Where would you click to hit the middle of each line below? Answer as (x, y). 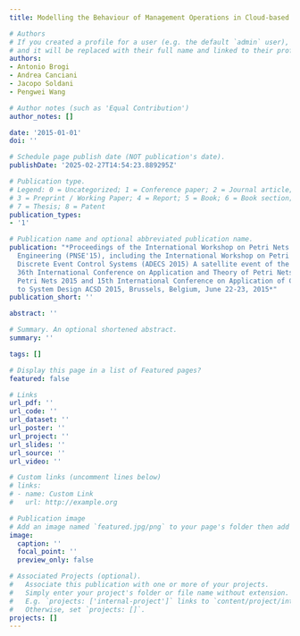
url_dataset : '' (39, 420)
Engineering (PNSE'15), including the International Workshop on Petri (154, 256)
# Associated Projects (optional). (75, 577)
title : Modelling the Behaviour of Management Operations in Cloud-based (150, 17)
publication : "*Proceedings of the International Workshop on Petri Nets (150, 248)
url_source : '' (37, 453)
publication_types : (46, 215)
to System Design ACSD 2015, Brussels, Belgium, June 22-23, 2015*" (147, 289)
